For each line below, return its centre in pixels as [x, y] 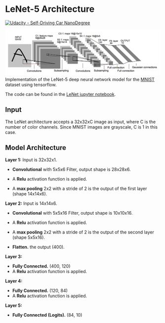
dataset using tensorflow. [31, 85]
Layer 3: [14, 256]
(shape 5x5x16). [29, 237]
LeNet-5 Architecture [50, 9]
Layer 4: [14, 281]
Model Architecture [36, 148]
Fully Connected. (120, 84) [40, 290]
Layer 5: [14, 305]
